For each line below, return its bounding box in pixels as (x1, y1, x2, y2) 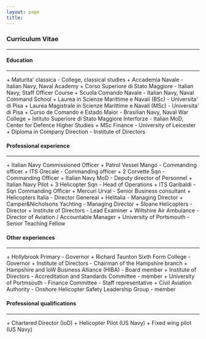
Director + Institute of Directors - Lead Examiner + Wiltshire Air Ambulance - (6, 207, 199, 214)
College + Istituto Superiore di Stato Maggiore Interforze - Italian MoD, (6, 115, 184, 122)
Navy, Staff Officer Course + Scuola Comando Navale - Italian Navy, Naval (6, 89, 194, 96)
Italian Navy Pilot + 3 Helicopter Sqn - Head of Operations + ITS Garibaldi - (6, 181, 196, 188)
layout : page (6, 9, 40, 15)
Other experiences (6, 234, 55, 241)
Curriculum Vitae (6, 35, 59, 43)
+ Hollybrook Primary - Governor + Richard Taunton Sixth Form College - (6, 253, 191, 261)
